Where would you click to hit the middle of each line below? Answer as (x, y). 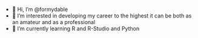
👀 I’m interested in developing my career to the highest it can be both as (102, 16)
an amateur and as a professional (54, 22)
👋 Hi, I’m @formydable (40, 9)
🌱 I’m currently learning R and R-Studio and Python (76, 28)
